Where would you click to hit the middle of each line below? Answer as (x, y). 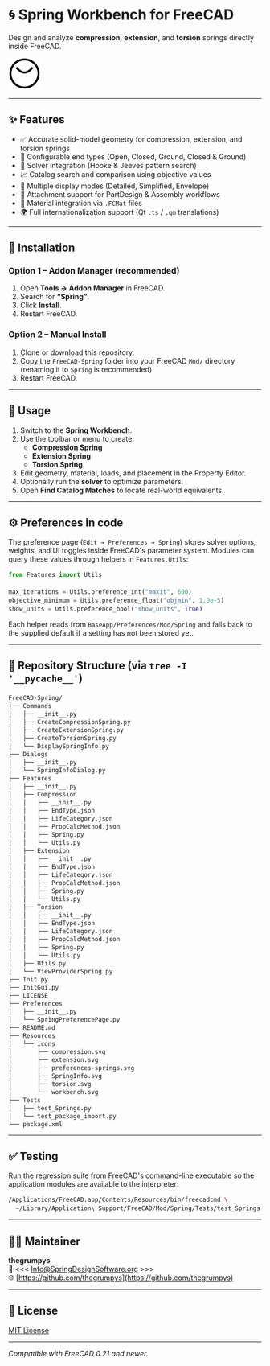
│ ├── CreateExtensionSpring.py (66, 730)
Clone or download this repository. (77, 352)
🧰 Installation (42, 248)
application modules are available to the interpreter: (94, 1184)
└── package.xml (35, 1124)
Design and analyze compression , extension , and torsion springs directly (131, 37)
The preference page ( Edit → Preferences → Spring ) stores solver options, (132, 542)
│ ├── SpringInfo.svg (55, 1076)
